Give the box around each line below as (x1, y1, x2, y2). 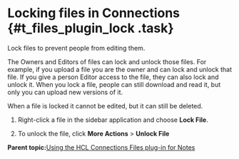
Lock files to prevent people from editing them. (7, 43, 146, 52)
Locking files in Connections (7, 5, 180, 21)
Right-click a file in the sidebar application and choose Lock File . (17, 116, 208, 124)
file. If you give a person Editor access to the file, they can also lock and (7, 73, 219, 81)
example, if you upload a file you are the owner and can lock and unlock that (7, 65, 232, 73)
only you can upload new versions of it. (7, 88, 123, 96)
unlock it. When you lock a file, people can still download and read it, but (7, 80, 221, 88)
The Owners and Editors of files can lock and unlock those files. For (7, 57, 207, 66)
